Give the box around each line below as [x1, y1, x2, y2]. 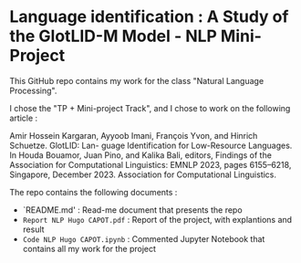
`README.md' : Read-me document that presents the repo [22, 204, 244, 216]
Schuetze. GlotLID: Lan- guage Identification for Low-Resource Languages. [9, 140, 293, 151]
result [22, 224, 45, 235]
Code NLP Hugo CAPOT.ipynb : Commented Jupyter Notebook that [22, 233, 265, 244]
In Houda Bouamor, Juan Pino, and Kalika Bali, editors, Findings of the [9, 149, 272, 161]
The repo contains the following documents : [9, 186, 178, 197]
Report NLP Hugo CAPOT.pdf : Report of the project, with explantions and [22, 214, 293, 225]
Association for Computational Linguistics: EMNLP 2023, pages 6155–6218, [9, 159, 292, 170]
